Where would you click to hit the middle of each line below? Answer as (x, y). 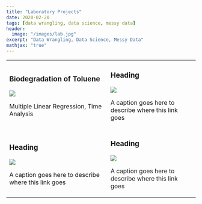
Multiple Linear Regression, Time (56, 106)
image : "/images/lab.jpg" (44, 34)
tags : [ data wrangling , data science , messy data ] (71, 23)
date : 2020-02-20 (28, 17)
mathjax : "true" (26, 46)
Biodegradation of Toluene (55, 79)
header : (16, 29)
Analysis (21, 114)
